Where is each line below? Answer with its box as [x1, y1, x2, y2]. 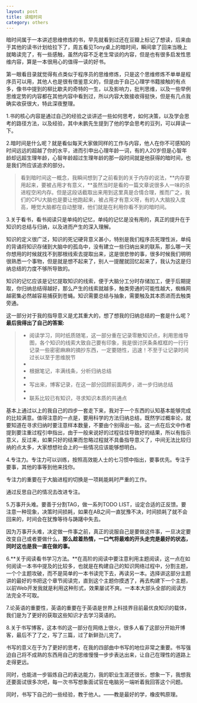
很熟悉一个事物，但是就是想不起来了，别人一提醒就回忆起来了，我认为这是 [6, 258, 186, 265]
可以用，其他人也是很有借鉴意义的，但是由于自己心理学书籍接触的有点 [16, 78, 186, 85]
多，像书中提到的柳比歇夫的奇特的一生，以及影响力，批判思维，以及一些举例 [6, 86, 191, 93]
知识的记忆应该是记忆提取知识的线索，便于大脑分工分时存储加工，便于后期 [6, 278, 186, 285]
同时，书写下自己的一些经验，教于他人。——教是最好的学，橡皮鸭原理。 [6, 691, 181, 698]
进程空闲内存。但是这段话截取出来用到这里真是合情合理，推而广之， [20, 189, 185, 196]
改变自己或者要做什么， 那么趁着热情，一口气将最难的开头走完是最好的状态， [6, 535, 191, 543]
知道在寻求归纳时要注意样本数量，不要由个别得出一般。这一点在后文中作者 [11, 422, 191, 429]
